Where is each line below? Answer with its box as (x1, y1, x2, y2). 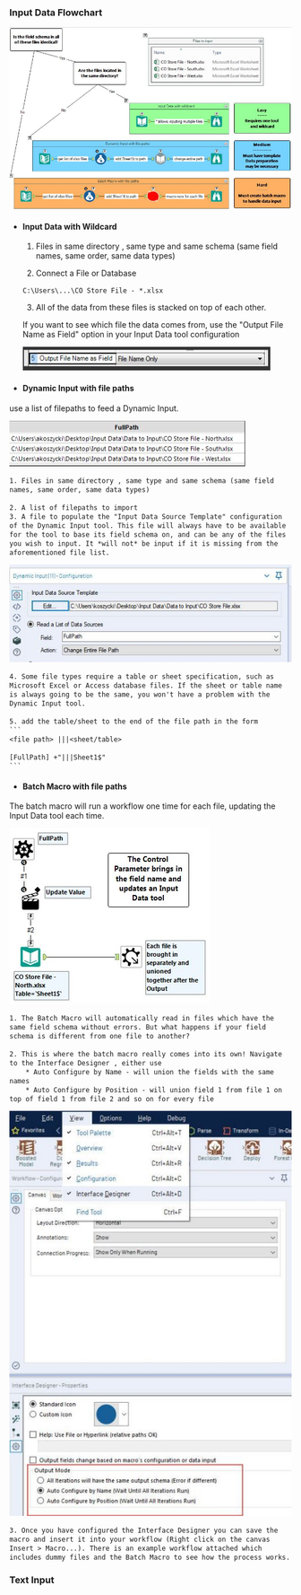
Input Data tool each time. (9, 811, 105, 821)
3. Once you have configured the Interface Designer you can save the (9, 1526, 279, 1535)
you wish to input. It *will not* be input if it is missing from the (9, 539, 279, 548)
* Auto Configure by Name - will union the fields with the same (25, 1068, 275, 1077)
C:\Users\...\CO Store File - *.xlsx (21, 286, 164, 295)
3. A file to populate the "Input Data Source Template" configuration (9, 512, 282, 521)
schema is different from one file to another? (9, 1032, 191, 1041)
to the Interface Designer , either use (9, 1059, 163, 1068)
